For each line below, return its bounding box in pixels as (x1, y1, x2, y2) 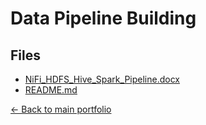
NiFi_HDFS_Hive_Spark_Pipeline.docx (24, 73, 180, 85)
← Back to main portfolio (10, 103, 112, 115)
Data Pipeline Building (10, 7, 197, 30)
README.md (24, 84, 78, 96)
